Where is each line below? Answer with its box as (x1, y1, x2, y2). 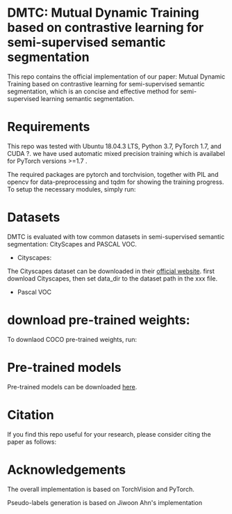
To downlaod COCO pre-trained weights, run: (7, 335, 138, 343)
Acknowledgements (7, 462, 126, 478)
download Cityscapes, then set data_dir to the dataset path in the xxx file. (7, 274, 218, 283)
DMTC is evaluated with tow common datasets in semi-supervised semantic (7, 232, 225, 241)
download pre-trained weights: (7, 312, 190, 328)
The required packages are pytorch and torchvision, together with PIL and (7, 170, 219, 178)
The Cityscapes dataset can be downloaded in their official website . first (7, 267, 215, 275)
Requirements (7, 119, 90, 135)
